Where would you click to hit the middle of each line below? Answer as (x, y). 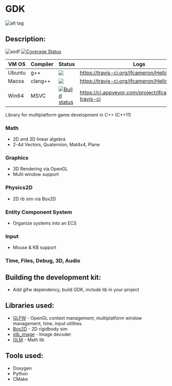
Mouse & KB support (35, 247)
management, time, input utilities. (48, 323)
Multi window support (36, 174)
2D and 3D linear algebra (39, 139)
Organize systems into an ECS (45, 223)
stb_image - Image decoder (42, 334)
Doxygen (22, 368)
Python (20, 373)
